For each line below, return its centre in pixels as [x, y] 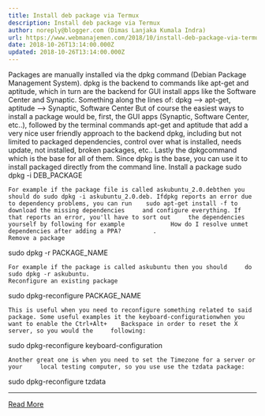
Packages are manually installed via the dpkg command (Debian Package [127, 75]
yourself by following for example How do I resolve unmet [128, 224]
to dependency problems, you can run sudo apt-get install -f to [123, 204]
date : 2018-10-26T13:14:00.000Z [61, 45]
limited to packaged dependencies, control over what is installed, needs [125, 142]
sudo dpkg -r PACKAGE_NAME [58, 253]
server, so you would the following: [77, 331]
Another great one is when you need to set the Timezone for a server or [132, 360]
